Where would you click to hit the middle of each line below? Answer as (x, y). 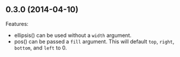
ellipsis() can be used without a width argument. (73, 35)
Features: (17, 24)
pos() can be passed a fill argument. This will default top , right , (94, 41)
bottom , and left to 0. (41, 48)
